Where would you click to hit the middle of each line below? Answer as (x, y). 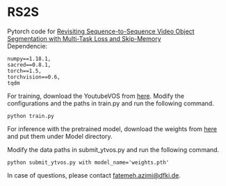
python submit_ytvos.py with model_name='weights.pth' (88, 162)
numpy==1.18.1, (29, 59)
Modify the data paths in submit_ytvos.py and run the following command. (113, 149)
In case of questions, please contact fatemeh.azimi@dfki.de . (94, 175)
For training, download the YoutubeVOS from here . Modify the (96, 96)
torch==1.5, (24, 71)
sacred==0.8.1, (29, 65)
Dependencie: (27, 46)
